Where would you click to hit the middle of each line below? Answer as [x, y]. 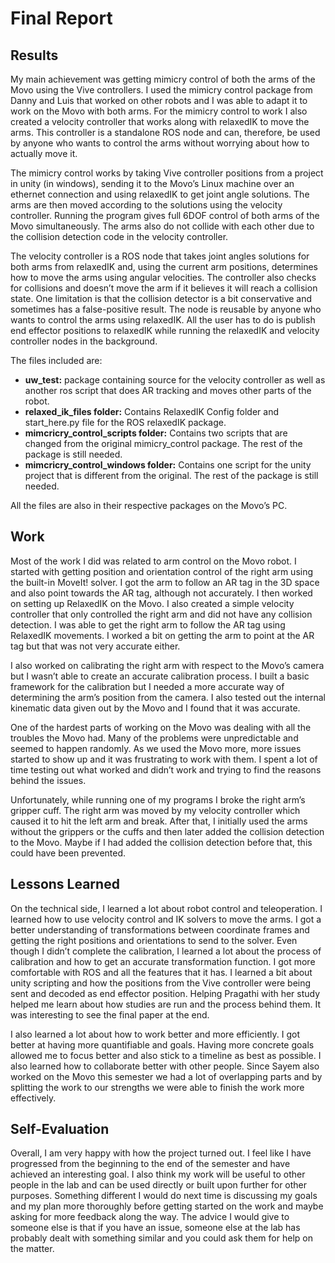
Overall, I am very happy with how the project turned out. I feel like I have [161, 1153]
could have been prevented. [68, 853]
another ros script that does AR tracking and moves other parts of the [168, 390]
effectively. [33, 1098]
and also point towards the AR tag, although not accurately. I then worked [161, 593]
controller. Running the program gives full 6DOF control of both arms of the [165, 215]
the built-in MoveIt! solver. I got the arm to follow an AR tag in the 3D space [165, 582]
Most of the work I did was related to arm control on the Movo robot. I [153, 561]
